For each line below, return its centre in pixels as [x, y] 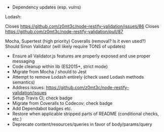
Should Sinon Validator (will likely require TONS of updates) [65, 46]
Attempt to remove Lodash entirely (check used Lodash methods [78, 77]
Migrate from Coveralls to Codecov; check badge [62, 103]
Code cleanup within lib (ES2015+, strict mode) [60, 66]
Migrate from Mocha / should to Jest [49, 72]
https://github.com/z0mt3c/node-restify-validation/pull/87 [64, 31]
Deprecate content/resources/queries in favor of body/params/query [82, 124]
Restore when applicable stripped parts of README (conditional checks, [85, 114]
